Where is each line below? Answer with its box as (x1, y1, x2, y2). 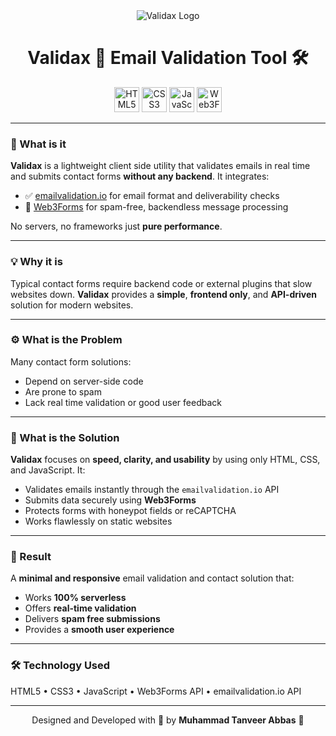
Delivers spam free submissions (24, 613, 161, 625)
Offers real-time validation (24, 602, 137, 614)
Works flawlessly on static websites (24, 515, 173, 528)
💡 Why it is (10, 255, 63, 269)
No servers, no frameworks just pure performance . (10, 220, 223, 233)
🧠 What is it (10, 137, 67, 151)
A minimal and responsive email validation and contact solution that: (10, 572, 295, 584)
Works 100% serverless (24, 592, 127, 604)
